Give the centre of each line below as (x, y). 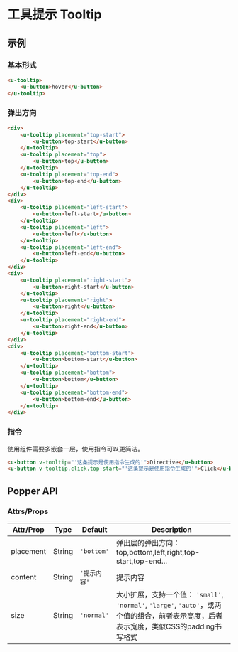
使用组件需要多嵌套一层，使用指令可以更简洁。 (75, 449)
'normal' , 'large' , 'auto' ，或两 (169, 605)
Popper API (33, 491)
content (24, 577)
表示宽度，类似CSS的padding (165, 626)
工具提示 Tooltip (55, 15)
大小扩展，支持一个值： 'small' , (170, 594)
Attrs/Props (28, 511)
